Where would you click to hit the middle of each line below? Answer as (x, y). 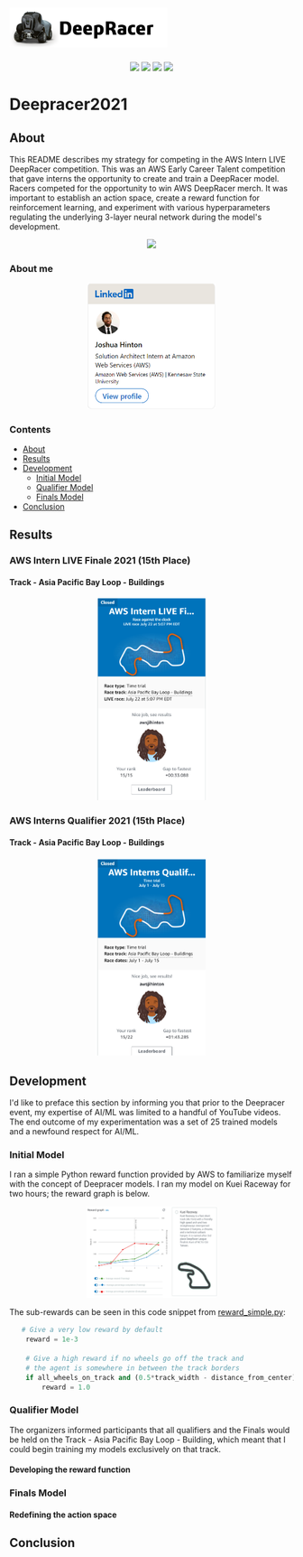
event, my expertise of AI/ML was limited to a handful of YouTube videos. (145, 1113)
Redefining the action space (63, 1515)
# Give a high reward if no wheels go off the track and (135, 1358)
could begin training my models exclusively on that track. (115, 1449)
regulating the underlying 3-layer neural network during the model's (136, 217)
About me (32, 268)
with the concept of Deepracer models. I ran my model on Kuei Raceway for (150, 1184)
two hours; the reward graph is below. (80, 1194)
